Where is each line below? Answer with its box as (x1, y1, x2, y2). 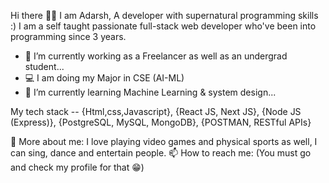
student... (24, 61, 65, 72)
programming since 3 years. (10, 31, 127, 42)
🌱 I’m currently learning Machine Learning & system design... (24, 86, 277, 98)
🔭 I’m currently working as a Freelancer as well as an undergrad (24, 50, 288, 62)
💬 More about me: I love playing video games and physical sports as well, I (10, 136, 318, 147)
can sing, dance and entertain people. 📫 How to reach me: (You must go (10, 147, 312, 159)
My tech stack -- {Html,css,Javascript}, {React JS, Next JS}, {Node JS (10, 106, 302, 117)
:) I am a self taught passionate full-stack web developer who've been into (10, 20, 317, 32)
